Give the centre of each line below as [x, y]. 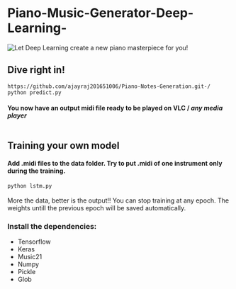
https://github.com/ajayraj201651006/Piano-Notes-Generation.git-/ [109, 86]
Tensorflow [34, 242]
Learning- [37, 28]
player [17, 115]
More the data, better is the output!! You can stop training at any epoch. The [118, 200]
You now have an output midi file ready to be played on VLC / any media [115, 108]
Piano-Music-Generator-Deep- [101, 13]
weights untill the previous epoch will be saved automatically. [97, 208]
